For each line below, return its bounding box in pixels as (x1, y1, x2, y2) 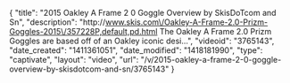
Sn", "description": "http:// (9, 17, 106, 27)
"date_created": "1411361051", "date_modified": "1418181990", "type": (9, 45, 263, 56)
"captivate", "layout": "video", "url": (9, 55, 139, 64)
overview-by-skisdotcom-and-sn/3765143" (9, 64, 170, 74)
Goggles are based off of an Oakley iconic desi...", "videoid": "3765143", (9, 35, 275, 46)
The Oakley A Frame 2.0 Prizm (159, 26, 272, 36)
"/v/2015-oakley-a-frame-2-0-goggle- (140, 55, 282, 64)
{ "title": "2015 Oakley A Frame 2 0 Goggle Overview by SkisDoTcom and (9, 8, 277, 18)
